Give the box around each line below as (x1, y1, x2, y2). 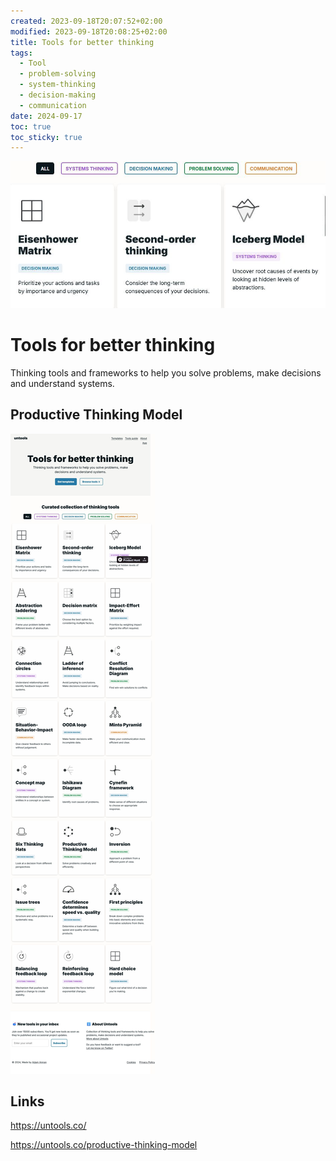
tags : (10, 48, 33, 58)
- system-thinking (19, 80, 97, 90)
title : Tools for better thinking (10, 37, 155, 47)
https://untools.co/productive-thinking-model (10, 1139, 198, 1151)
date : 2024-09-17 (10, 111, 83, 121)
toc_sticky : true (10, 132, 83, 142)
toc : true (10, 121, 52, 132)
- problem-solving (19, 69, 97, 79)
